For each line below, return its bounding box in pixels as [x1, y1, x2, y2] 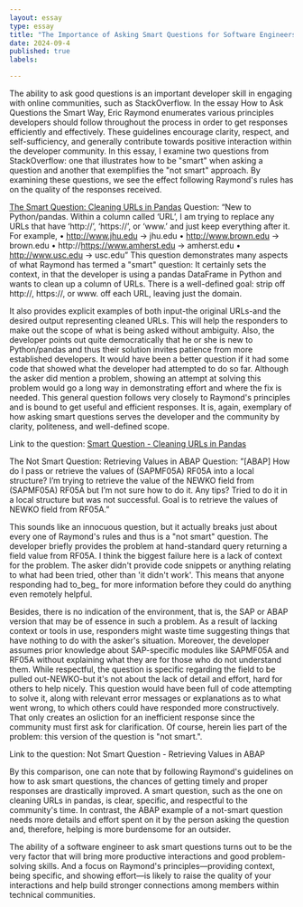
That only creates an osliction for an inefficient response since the [9, 712, 255, 723]
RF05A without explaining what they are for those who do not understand [9, 655, 282, 665]
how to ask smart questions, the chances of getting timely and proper [9, 776, 269, 787]
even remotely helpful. [9, 589, 93, 600]
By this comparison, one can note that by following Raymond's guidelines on [9, 766, 294, 777]
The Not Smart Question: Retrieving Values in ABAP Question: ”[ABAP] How [9, 456, 290, 467]
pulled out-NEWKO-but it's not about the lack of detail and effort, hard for [9, 674, 283, 684]
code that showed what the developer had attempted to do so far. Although [9, 364, 289, 373]
